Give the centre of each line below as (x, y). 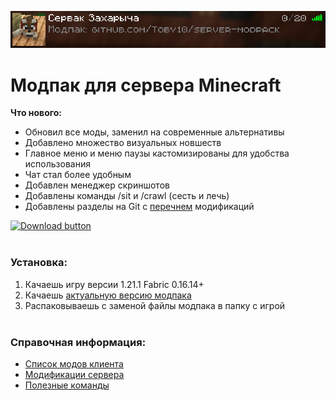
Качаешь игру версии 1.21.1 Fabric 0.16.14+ (114, 284)
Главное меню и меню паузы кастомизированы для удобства (157, 153)
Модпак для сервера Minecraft (146, 85)
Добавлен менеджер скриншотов (97, 185)
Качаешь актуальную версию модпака (108, 295)
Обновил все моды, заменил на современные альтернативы (154, 132)
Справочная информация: (78, 342)
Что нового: (36, 113)
